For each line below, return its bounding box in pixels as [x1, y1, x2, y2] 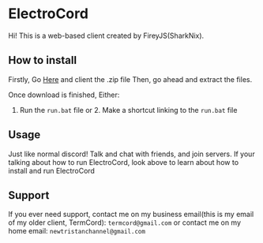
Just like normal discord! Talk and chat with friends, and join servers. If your [8, 149, 255, 159]
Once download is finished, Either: [8, 90, 120, 99]
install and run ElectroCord [8, 166, 95, 175]
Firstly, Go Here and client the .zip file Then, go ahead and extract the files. [8, 74, 253, 84]
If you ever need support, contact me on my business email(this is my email [8, 210, 254, 219]
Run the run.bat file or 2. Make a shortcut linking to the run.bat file [19, 105, 238, 114]
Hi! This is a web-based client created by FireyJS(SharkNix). [8, 31, 205, 40]
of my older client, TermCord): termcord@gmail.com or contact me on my [8, 218, 242, 227]
